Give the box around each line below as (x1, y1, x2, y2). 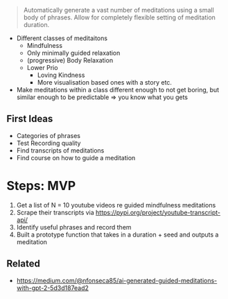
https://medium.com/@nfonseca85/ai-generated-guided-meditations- (16, 276, 218, 284)
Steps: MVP (6, 178, 76, 194)
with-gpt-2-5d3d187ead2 (16, 284, 89, 292)
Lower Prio (26, 64, 58, 71)
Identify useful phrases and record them (16, 223, 132, 231)
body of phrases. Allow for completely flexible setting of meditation (23, 13, 216, 22)
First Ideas (6, 113, 53, 125)
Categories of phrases (16, 131, 81, 139)
